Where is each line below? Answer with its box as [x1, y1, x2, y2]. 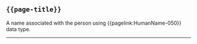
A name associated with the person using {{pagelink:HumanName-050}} [6, 19, 182, 26]
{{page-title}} [6, 5, 62, 14]
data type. [6, 25, 31, 32]
